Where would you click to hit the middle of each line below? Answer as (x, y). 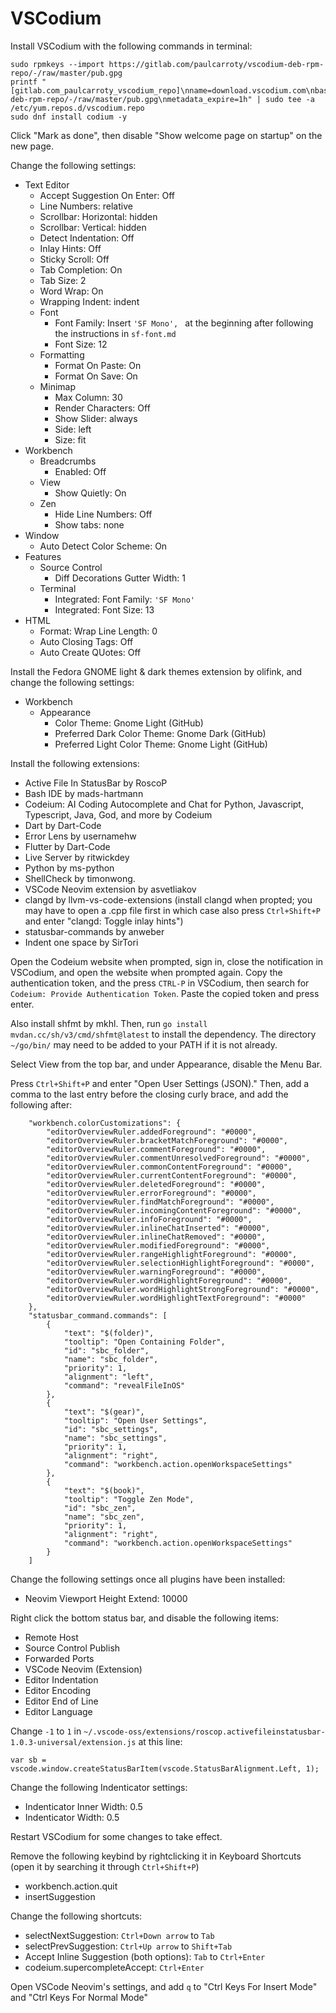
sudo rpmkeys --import (57, 64)
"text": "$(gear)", (104, 1412)
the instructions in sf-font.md (115, 333)
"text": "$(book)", (104, 1490)
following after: (41, 1104)
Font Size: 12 (81, 344)
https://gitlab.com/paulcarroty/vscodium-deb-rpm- (216, 64)
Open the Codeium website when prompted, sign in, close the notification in (167, 961)
